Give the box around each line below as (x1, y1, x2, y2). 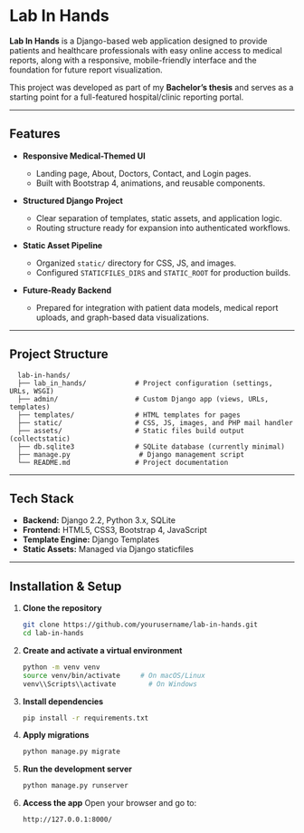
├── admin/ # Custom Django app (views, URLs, (17, 394, 270, 403)
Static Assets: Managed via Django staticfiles (22, 544, 195, 555)
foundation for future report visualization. (9, 64, 163, 75)
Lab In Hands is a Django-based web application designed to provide (9, 35, 269, 46)
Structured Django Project (22, 195, 124, 206)
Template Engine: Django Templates (22, 534, 160, 545)
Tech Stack (9, 490, 74, 506)
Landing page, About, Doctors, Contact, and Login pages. (35, 168, 252, 179)
